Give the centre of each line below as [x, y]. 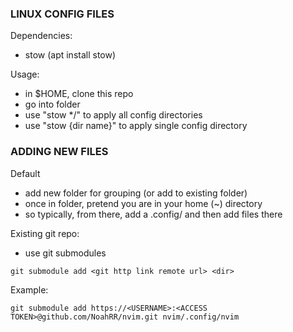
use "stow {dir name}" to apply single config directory [136, 126]
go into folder [52, 104]
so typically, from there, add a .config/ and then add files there [153, 214]
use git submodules [65, 253]
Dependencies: [41, 36]
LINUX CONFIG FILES [62, 14]
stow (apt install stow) [70, 55]
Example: [29, 289]
